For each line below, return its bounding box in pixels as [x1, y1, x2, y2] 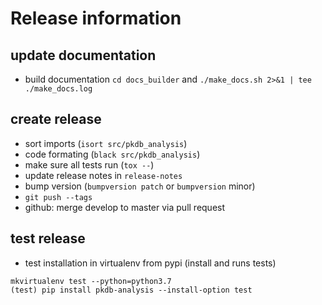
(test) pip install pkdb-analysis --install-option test [10, 285, 253, 295]
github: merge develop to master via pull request [24, 201, 226, 213]
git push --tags [24, 192, 93, 202]
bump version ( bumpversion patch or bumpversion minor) [24, 180, 256, 192]
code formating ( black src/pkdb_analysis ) [24, 148, 201, 160]
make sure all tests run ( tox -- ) [24, 158, 155, 171]
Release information [10, 7, 182, 30]
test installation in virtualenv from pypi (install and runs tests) [24, 257, 277, 269]
